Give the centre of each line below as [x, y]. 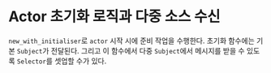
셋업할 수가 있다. [80, 61]
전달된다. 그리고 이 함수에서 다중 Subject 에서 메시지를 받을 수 [148, 50]
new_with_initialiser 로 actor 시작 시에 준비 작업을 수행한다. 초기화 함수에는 [132, 41]
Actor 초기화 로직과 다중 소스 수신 [114, 17]
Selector [32, 62]
